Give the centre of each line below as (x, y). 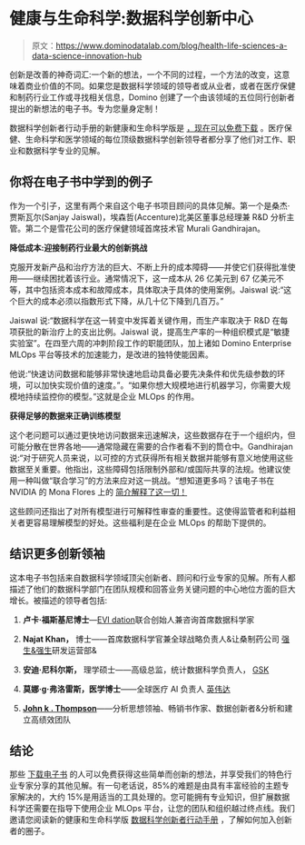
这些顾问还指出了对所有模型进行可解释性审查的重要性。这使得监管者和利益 (148, 511)
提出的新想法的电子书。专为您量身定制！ (85, 108)
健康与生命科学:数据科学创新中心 (132, 19)
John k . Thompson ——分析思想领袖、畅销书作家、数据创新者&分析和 (153, 708)
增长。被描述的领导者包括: (59, 600)
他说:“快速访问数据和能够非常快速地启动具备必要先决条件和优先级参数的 (143, 373)
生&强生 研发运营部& (59, 650)
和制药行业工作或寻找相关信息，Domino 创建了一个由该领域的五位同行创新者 (152, 97)
